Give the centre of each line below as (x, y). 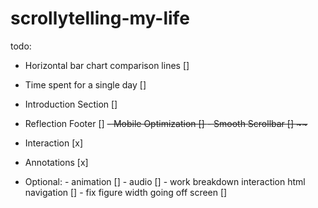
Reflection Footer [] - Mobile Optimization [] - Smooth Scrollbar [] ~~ (166, 123)
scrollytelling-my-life (100, 18)
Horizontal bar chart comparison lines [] (107, 65)
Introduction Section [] (71, 104)
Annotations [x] (56, 162)
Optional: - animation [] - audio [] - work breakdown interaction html (165, 181)
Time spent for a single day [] (85, 84)
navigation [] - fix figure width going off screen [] (126, 192)
